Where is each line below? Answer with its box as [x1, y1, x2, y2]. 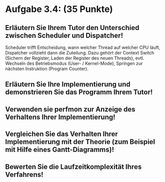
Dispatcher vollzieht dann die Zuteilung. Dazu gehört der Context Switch [5, 50, 154, 55]
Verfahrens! [5, 170, 43, 178]
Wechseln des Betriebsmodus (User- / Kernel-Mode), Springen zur [5, 60, 143, 66]
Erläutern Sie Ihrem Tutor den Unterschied [5, 23, 139, 32]
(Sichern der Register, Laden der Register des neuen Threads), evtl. [5, 55, 144, 61]
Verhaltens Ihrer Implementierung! [5, 112, 116, 121]
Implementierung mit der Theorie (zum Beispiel [5, 137, 155, 146]
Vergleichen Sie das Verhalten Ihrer [5, 130, 118, 138]
